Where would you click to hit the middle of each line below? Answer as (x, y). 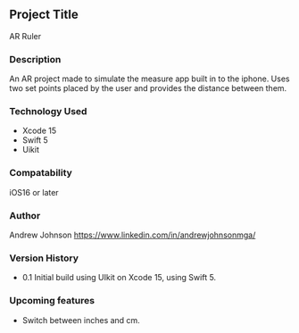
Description (35, 59)
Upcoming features (52, 301)
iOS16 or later (34, 192)
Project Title (44, 15)
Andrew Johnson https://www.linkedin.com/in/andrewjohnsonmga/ (133, 235)
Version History (44, 258)
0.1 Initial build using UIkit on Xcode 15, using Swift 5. (119, 278)
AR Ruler (25, 36)
